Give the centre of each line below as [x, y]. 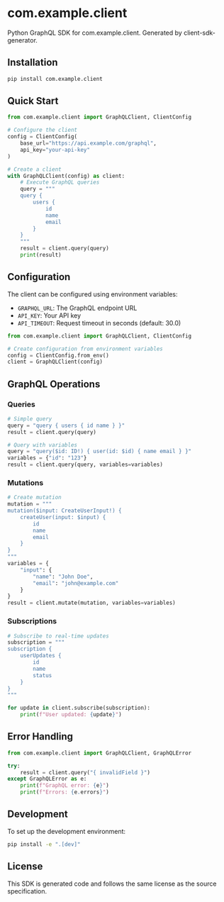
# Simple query [30, 419]
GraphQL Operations [54, 384]
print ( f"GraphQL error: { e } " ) [65, 786]
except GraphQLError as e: [47, 779]
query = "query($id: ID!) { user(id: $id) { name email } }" [100, 452]
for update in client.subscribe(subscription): [79, 708]
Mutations [26, 482]
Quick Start [33, 101]
